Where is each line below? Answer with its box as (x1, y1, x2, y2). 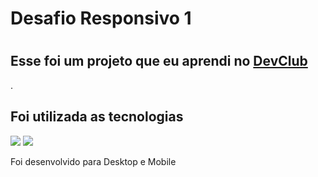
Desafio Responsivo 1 (10, 7, 192, 30)
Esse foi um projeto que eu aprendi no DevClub (10, 53, 308, 70)
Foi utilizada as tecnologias (10, 108, 184, 126)
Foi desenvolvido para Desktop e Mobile (10, 155, 177, 167)
